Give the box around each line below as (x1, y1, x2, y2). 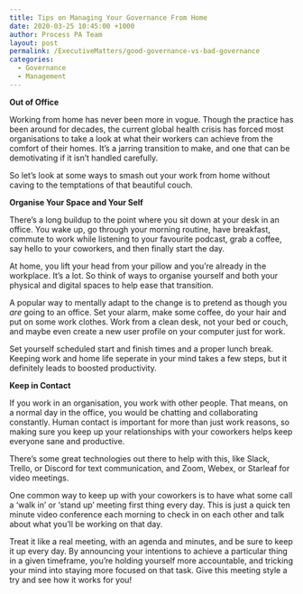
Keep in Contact (9, 379, 71, 390)
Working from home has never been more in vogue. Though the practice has (9, 114, 294, 124)
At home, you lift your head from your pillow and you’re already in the (9, 260, 267, 271)
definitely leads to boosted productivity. (9, 362, 158, 373)
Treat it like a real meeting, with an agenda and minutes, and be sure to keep (9, 535, 293, 546)
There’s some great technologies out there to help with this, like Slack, (9, 452, 271, 464)
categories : (9, 55, 54, 64)
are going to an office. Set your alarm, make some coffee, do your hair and (9, 306, 287, 317)
